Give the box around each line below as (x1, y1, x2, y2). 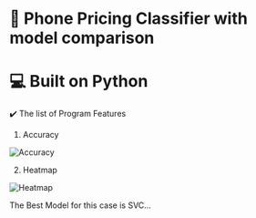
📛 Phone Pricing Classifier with (9, 8, 248, 29)
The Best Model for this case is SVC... (9, 200, 152, 211)
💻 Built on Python (9, 71, 148, 92)
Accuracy (22, 130, 59, 140)
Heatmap (22, 164, 57, 176)
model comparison (9, 27, 155, 48)
